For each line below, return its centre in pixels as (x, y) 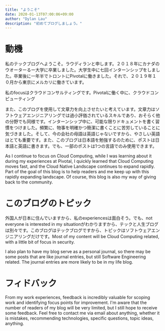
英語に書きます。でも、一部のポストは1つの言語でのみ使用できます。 (87, 146)
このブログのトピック (49, 203)
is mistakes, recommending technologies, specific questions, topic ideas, (80, 318)
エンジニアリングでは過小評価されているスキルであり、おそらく (91, 116)
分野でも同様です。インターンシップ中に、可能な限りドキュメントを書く (82, 121)
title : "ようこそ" (23, 10)
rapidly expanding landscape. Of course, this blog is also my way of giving (81, 177)
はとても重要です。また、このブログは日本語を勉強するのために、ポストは (80, 140)
